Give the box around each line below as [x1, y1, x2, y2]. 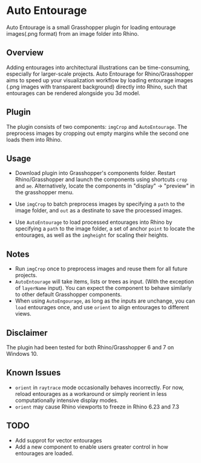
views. [15, 310, 31, 318]
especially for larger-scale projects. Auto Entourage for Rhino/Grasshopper [6, 70, 194, 77]
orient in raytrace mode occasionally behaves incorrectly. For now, [15, 384, 185, 391]
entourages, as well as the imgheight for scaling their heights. [15, 231, 168, 239]
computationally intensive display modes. [15, 396, 119, 404]
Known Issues [6, 367, 61, 378]
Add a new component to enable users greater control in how [15, 443, 168, 450]
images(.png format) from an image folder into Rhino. [6, 30, 139, 37]
